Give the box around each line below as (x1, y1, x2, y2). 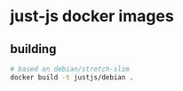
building (10, 42, 57, 57)
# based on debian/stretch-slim (10, 64, 130, 73)
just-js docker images (10, 6, 174, 27)
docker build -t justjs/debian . (10, 72, 134, 81)
